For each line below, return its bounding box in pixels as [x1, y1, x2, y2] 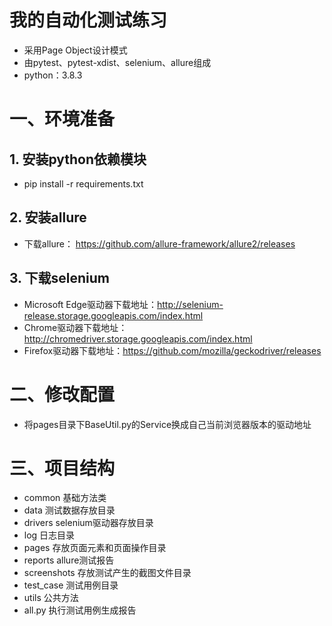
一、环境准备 [9, 108, 116, 131]
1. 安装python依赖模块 [9, 151, 147, 168]
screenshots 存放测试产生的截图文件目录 [23, 567, 192, 579]
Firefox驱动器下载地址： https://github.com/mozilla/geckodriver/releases [23, 344, 322, 356]
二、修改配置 [9, 383, 116, 406]
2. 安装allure [9, 209, 87, 226]
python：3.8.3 [23, 69, 83, 81]
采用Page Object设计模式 [23, 44, 128, 56]
